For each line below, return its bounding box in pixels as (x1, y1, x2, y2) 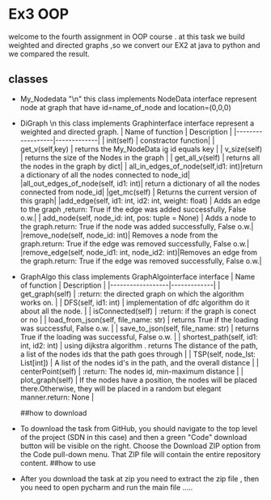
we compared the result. (8, 49, 91, 58)
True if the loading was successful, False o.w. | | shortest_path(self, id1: (19, 331, 258, 341)
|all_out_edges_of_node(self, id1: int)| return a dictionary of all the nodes (19, 178, 260, 188)
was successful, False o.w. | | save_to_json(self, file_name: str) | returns (19, 323, 260, 333)
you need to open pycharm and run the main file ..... (19, 482, 193, 492)
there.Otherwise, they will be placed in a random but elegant (19, 383, 222, 393)
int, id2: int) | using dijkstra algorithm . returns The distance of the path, (19, 340, 259, 350)
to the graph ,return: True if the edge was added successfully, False (19, 204, 247, 214)
